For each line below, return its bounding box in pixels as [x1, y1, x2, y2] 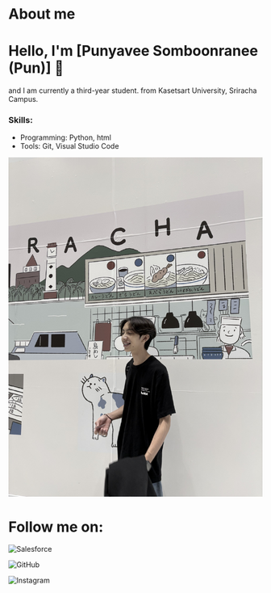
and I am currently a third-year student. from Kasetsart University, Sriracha [8, 86, 257, 95]
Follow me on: [8, 518, 104, 536]
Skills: [8, 115, 34, 126]
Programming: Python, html [19, 132, 111, 142]
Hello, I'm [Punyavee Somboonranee [8, 42, 258, 61]
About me [8, 5, 76, 23]
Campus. [8, 95, 39, 104]
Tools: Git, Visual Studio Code [19, 141, 119, 151]
